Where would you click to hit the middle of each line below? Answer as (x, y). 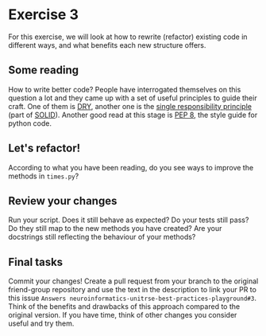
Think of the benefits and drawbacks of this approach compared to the (124, 307)
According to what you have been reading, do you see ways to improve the (131, 167)
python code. (30, 123)
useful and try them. (41, 323)
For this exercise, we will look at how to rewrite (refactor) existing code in (128, 37)
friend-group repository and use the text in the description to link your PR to (132, 290)
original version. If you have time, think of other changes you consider (123, 315)
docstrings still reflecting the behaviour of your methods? (102, 237)
